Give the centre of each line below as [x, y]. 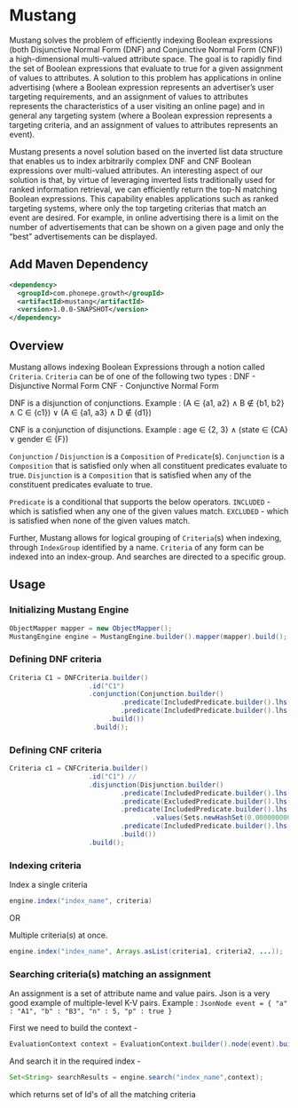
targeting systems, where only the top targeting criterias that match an [138, 208]
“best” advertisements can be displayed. [83, 236]
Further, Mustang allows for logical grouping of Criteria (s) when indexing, [145, 537]
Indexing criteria [45, 865]
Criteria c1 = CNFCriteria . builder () [79, 769]
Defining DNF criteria [55, 660]
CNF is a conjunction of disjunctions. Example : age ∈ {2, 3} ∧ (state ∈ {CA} [149, 429]
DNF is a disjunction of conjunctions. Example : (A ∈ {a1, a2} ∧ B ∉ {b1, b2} [147, 403]
